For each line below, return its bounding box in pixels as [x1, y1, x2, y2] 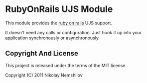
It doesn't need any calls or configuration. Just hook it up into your [5, 29, 142, 35]
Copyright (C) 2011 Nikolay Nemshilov [5, 72, 83, 78]
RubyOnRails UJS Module [5, 3, 113, 15]
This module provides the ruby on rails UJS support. [5, 20, 113, 26]
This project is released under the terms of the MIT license [5, 62, 126, 68]
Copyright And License [5, 49, 78, 58]
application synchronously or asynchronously [5, 35, 99, 41]
